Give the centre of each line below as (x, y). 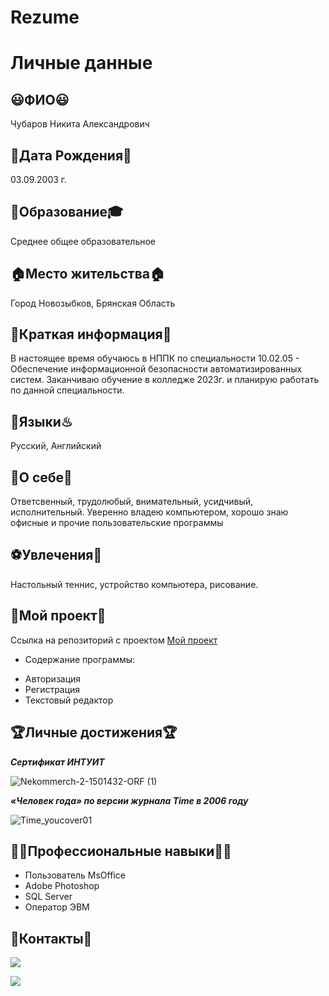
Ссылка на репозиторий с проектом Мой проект (114, 640)
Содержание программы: (80, 659)
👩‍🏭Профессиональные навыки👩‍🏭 (121, 851)
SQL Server (48, 897)
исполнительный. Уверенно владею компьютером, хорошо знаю (149, 512)
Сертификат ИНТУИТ (57, 762)
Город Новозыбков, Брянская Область (93, 303)
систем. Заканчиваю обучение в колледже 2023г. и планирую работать (165, 380)
